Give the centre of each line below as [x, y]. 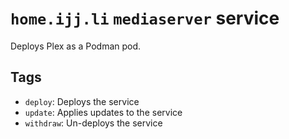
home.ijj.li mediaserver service [145, 18]
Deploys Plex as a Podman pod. [76, 46]
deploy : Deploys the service [82, 101]
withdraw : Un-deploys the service [93, 123]
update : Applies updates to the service [103, 112]
